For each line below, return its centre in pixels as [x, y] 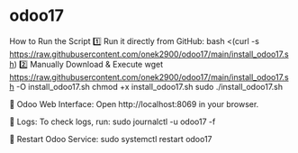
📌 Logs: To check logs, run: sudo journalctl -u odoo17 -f [113, 121]
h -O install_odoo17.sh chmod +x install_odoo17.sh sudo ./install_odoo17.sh [146, 86]
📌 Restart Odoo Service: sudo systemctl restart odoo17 [111, 139]
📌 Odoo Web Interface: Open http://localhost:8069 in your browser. [134, 103]
